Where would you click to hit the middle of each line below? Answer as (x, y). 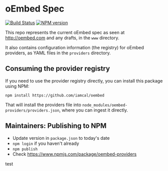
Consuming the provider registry (58, 69)
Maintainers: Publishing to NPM (56, 126)
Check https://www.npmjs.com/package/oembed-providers (74, 154)
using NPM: (17, 86)
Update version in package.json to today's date (61, 138)
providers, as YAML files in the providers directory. (58, 53)
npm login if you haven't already (46, 143)
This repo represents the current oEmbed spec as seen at (65, 32)
